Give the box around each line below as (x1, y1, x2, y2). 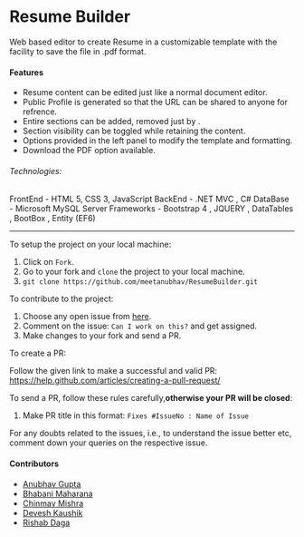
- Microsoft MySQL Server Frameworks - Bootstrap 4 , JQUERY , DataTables (9, 203, 294, 214)
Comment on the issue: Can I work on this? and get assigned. (22, 320, 258, 332)
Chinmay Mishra (22, 497, 84, 509)
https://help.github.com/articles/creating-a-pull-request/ (9, 375, 221, 386)
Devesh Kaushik (22, 507, 83, 518)
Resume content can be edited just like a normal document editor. (22, 87, 269, 98)
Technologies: (9, 165, 62, 176)
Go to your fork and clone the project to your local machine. (22, 266, 246, 278)
